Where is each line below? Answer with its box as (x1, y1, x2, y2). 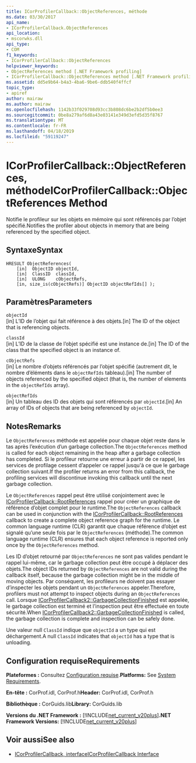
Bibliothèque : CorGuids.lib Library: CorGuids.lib (6, 700, 123, 707)
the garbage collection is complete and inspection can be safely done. (6, 615, 175, 622)
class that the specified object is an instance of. (6, 347, 121, 354)
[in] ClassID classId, (16, 271, 77, 277)
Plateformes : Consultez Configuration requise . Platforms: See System (6, 671, 176, 678)
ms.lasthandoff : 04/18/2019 (6, 128, 75, 135)
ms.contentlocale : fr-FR (6, 123, 66, 129)
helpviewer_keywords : (6, 63, 59, 69)
